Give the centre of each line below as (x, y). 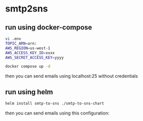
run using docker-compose (49, 27)
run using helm (29, 92)
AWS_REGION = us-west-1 (28, 48)
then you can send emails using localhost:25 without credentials (71, 76)
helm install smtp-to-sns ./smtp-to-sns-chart (55, 103)
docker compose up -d (28, 67)
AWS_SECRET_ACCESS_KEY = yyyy (35, 57)
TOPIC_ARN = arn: (21, 43)
